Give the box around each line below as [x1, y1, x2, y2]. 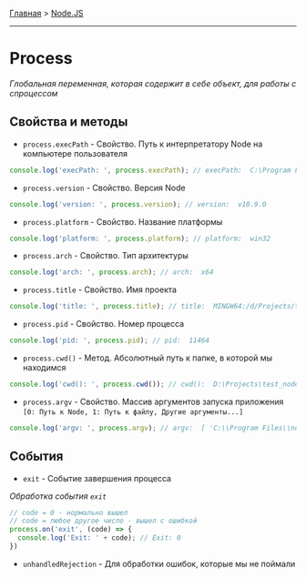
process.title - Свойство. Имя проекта [22, 284, 178, 295]
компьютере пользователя [22, 147, 128, 158]
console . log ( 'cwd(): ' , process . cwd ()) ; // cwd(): [9, 380, 206, 389]
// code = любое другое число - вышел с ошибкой [9, 516, 198, 526]
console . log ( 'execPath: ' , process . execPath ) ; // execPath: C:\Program [9, 166, 291, 175]
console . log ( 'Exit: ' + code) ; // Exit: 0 [17, 533, 181, 543]
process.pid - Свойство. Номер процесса [22, 319, 185, 330]
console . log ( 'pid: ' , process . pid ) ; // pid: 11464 [9, 336, 209, 345]
